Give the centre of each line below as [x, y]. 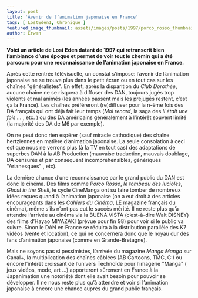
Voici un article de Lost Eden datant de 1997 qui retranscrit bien [85, 50]
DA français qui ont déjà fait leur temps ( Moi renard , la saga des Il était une [98, 111]
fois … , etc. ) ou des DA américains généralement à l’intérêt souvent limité [97, 117]
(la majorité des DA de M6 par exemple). [56, 124]
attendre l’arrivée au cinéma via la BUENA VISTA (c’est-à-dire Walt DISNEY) [98, 215]
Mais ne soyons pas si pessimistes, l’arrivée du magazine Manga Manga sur [99, 251]
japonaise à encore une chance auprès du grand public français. [85, 289]
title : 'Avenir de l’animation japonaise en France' [73, 17]
